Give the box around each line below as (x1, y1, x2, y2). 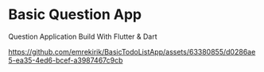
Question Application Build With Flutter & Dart (8, 32, 157, 41)
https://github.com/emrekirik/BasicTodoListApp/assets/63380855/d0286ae (8, 47, 256, 56)
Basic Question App (8, 6, 142, 24)
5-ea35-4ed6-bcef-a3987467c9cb (8, 55, 123, 65)
